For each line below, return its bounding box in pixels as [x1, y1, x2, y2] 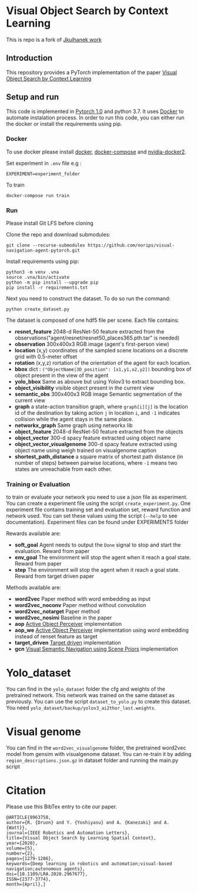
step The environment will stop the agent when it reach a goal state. [14, 567, 181, 574]
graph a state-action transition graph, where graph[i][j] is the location [14, 403, 188, 410]
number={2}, [6, 851, 35, 857]
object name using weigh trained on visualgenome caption [14, 447, 157, 454]
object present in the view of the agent [14, 372, 109, 379]
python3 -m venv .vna [6, 269, 59, 275]
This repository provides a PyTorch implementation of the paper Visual [6, 69, 178, 76]
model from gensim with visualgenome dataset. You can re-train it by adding [6, 751, 192, 758]
